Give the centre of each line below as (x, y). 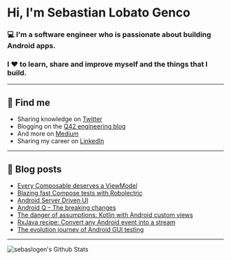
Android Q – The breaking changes (66, 208)
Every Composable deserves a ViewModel (77, 186)
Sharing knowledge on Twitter (59, 119)
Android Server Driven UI (53, 200)
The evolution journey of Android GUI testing (80, 230)
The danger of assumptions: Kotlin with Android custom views (105, 215)
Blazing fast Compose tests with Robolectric (80, 193)
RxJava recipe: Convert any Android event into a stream (96, 222)
